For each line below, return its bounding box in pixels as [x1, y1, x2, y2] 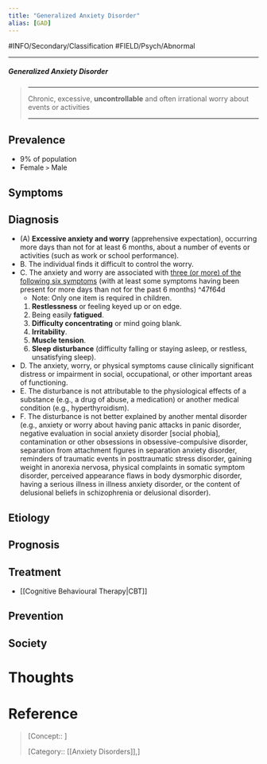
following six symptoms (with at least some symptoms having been [19, 276, 240, 286]
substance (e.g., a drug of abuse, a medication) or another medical [19, 395, 240, 405]
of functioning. [19, 378, 68, 387]
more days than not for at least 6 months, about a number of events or [19, 242, 250, 252]
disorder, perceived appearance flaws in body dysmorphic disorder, [19, 471, 242, 480]
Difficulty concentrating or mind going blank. [31, 319, 183, 328]
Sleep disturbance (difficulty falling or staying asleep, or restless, [31, 344, 248, 354]
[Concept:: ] [27, 731, 68, 741]
